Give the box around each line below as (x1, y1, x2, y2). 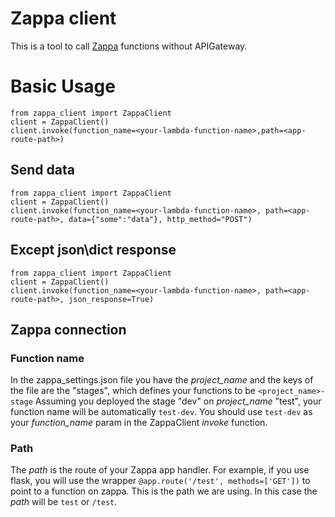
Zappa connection (10, 321, 127, 338)
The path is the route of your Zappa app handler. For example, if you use (10, 464, 310, 476)
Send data (10, 162, 75, 179)
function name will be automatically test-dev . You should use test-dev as (10, 406, 313, 418)
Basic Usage (10, 75, 116, 98)
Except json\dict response (10, 242, 177, 259)
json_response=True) (68, 294, 155, 304)
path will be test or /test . (10, 496, 118, 508)
